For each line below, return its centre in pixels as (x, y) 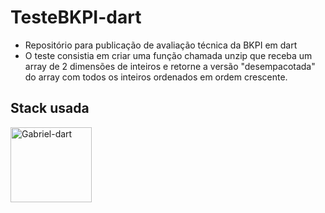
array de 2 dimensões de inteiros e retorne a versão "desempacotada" (170, 66)
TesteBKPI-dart (76, 17)
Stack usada (50, 108)
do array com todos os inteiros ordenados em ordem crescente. (156, 77)
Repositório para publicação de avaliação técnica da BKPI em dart (161, 45)
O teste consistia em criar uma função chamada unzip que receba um (168, 55)
